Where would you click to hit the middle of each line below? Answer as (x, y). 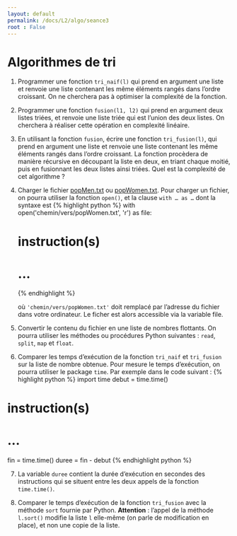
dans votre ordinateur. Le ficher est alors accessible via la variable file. (120, 315)
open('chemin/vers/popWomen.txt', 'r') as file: (85, 213)
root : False (27, 27)
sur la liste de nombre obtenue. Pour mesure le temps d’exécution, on (119, 364)
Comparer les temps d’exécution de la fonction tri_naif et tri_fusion (120, 357)
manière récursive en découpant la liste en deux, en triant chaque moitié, (124, 162)
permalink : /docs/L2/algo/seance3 (58, 21)
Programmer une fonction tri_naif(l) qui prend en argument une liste (121, 81)
